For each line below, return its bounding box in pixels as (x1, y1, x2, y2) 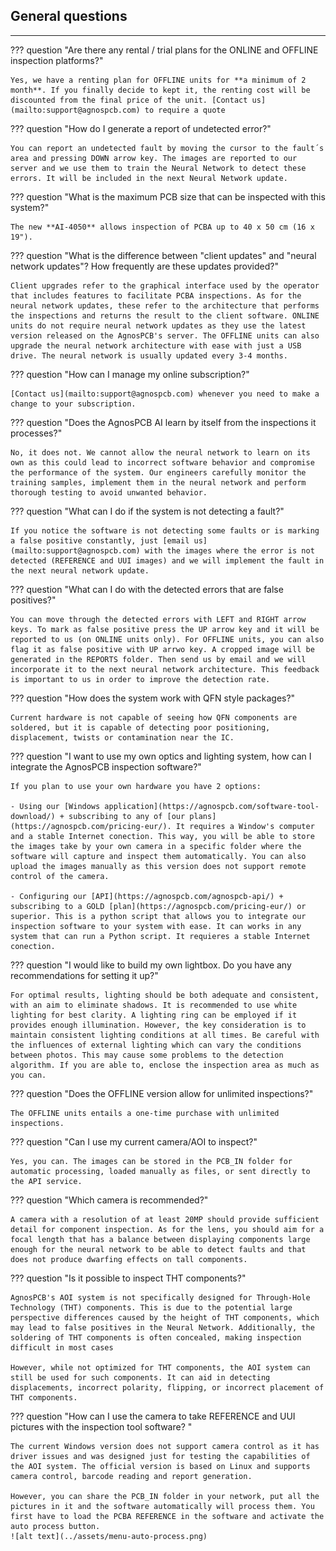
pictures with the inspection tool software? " (10, 1420, 193, 1433)
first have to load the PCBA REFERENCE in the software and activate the (10, 1511, 325, 1521)
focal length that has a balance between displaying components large (10, 1234, 311, 1244)
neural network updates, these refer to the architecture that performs (10, 300, 320, 311)
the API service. (10, 1176, 83, 1186)
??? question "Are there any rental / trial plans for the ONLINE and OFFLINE (10, 44, 319, 56)
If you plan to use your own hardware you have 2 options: (10, 781, 262, 791)
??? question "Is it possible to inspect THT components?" (10, 1272, 247, 1284)
